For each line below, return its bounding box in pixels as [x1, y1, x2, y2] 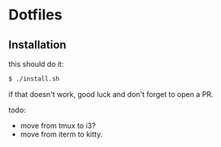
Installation [8, 38, 67, 52]
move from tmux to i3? [19, 120, 96, 130]
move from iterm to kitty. [19, 129, 103, 139]
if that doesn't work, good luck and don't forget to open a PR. [8, 89, 214, 99]
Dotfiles [8, 6, 63, 24]
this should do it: [8, 59, 64, 69]
